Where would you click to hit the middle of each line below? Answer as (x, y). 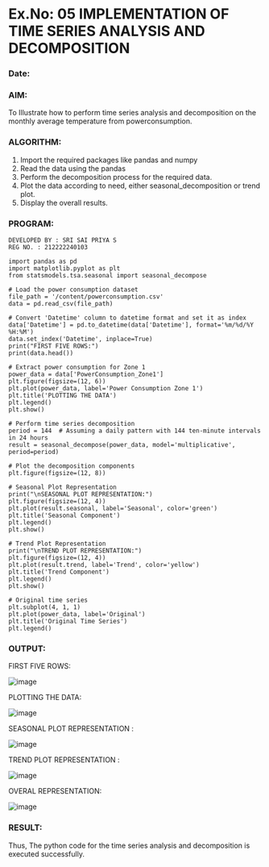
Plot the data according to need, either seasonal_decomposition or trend (140, 185)
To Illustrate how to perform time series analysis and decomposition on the (132, 113)
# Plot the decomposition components (72, 466)
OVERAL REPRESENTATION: (55, 791)
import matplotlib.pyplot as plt (64, 269)
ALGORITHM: (35, 142)
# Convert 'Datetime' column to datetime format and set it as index (128, 318)
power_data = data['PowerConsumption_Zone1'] (86, 374)
